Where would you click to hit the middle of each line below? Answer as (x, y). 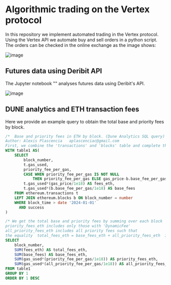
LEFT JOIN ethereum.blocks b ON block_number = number (74, 198)
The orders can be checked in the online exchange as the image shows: (81, 45)
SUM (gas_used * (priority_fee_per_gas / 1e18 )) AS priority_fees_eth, (86, 259)
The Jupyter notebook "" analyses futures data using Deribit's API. (75, 83)
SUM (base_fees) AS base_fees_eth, (51, 254)
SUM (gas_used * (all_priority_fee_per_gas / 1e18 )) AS (69, 264)
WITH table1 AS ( (22, 151)
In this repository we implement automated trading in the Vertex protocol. (82, 34)
